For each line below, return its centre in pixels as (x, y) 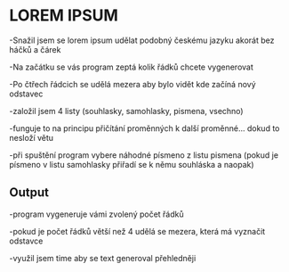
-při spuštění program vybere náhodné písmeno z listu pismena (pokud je (144, 155)
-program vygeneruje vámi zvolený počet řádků (96, 214)
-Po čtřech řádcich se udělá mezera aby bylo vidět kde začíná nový (132, 84)
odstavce (26, 241)
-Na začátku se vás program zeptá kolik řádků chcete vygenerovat (131, 67)
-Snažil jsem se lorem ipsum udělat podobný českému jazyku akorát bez (142, 40)
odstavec (26, 94)
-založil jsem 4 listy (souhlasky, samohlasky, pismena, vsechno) (126, 111)
